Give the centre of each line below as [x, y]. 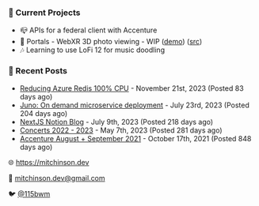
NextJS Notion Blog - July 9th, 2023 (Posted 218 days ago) [116, 122]
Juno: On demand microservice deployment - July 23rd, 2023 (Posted [134, 105]
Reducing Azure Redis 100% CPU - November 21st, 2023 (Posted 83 [131, 88]
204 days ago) [44, 113]
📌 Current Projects [44, 13]
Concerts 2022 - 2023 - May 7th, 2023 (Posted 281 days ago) [121, 130]
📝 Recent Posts [38, 71]
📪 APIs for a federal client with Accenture [88, 30]
